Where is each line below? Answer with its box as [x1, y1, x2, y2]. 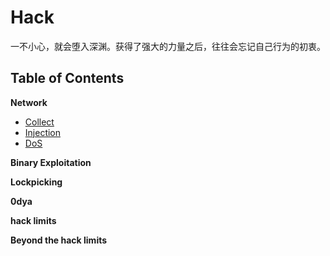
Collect [24, 116, 55, 128]
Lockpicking [10, 176, 63, 188]
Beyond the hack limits [10, 234, 108, 246]
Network [10, 96, 48, 108]
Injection [24, 126, 62, 138]
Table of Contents [10, 70, 125, 87]
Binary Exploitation [10, 156, 92, 168]
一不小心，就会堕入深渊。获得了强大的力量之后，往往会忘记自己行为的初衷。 [10, 40, 326, 52]
